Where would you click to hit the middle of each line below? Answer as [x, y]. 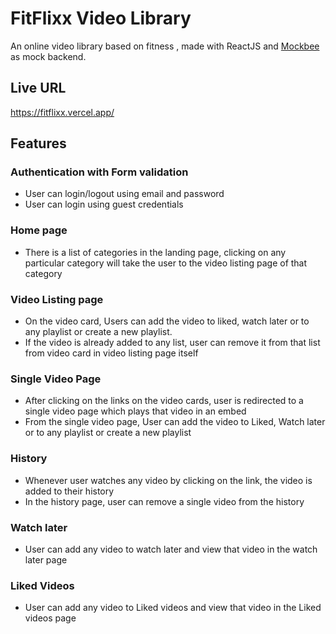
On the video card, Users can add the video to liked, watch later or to [167, 321]
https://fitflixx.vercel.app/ [62, 112]
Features [38, 143]
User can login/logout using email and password [124, 194]
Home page [39, 230]
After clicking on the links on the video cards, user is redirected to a [164, 401]
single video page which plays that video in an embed [135, 411]
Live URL [38, 88]
